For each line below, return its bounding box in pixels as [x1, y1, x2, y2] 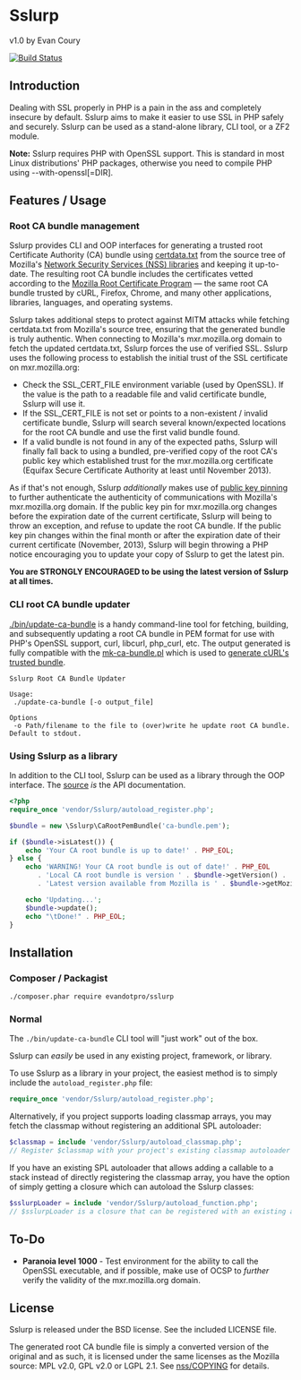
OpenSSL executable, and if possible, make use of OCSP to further [21, 1264, 270, 1276]
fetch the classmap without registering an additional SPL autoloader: [9, 1120, 262, 1131]
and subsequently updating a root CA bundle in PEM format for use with [9, 628, 275, 639]
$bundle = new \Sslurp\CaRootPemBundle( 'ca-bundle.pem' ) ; [9, 821, 230, 830]
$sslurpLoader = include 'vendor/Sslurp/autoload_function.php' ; [9, 1199, 258, 1208]
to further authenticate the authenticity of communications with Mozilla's [9, 492, 278, 502]
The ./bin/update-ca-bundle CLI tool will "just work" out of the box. [9, 1033, 259, 1044]
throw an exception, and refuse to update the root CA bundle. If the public [9, 520, 282, 531]
